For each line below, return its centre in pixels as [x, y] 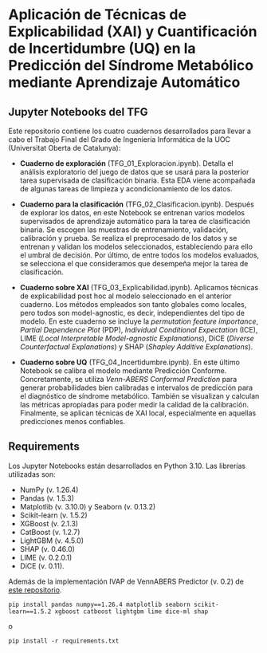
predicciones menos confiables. [73, 421]
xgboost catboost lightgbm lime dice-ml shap [132, 612]
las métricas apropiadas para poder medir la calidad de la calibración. [134, 405]
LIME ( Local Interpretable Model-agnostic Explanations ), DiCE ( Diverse [137, 338]
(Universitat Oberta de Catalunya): [65, 148]
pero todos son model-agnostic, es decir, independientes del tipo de [132, 313]
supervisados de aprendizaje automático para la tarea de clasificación [135, 221]
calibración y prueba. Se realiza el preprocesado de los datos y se [128, 238]
